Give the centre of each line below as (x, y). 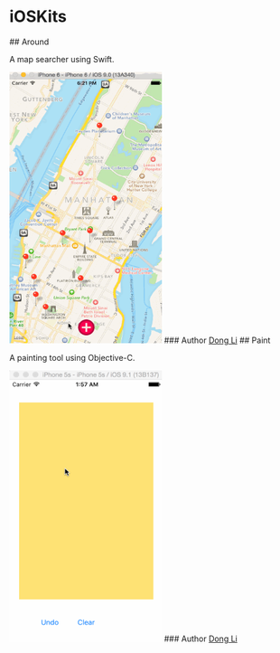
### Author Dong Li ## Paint (217, 340)
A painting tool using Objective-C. (72, 357)
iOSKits (38, 17)
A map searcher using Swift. (62, 59)
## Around (29, 42)
